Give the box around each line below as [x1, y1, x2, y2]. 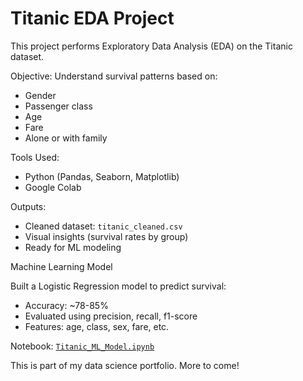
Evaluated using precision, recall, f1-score [24, 310, 198, 322]
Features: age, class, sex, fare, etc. [24, 320, 170, 332]
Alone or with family [24, 132, 108, 144]
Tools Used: [10, 151, 60, 163]
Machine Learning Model [10, 260, 113, 272]
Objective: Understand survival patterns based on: [10, 70, 218, 82]
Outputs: [10, 200, 47, 212]
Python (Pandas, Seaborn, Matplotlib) [24, 170, 180, 182]
